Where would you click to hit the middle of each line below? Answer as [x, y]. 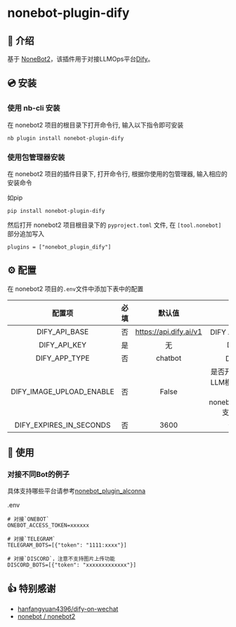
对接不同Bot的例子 [39, 475]
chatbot [169, 358]
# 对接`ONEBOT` [28, 519]
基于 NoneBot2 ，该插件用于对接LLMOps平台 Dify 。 [81, 59]
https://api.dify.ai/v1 [169, 331]
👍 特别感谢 [32, 589]
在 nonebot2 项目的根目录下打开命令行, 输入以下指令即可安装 [96, 125]
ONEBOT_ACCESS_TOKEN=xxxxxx [48, 526]
